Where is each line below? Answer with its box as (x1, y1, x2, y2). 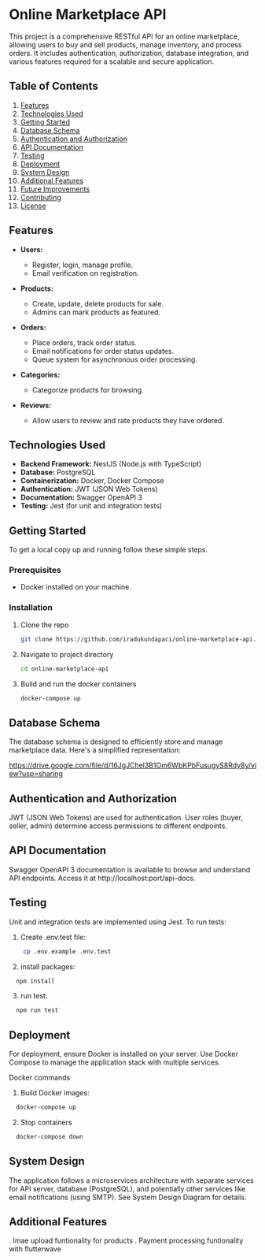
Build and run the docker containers (20, 679, 137, 689)
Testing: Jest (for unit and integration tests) (20, 501, 163, 511)
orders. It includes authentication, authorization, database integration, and (9, 48, 249, 58)
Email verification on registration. (31, 268, 140, 277)
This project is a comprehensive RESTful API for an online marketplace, (9, 32, 240, 41)
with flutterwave (9, 1244, 61, 1254)
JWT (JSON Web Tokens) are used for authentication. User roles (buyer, (9, 813, 243, 823)
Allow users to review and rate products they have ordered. (31, 415, 225, 425)
